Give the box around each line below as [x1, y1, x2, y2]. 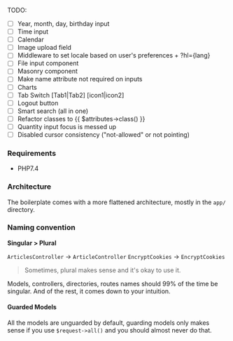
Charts [17, 83, 37, 91]
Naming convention [7, 222, 76, 232]
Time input [17, 27, 49, 36]
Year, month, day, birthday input [17, 20, 110, 27]
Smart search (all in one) [17, 107, 89, 115]
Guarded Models [7, 303, 57, 312]
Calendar [17, 35, 44, 44]
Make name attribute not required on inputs [17, 75, 143, 83]
